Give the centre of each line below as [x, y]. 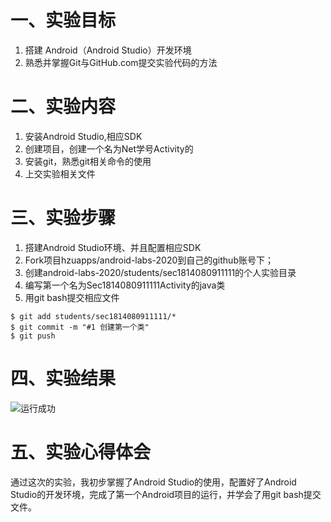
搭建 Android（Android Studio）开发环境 [108, 50]
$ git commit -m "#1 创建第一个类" [80, 327]
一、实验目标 [63, 20]
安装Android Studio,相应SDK [83, 136]
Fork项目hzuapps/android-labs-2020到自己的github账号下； [149, 260]
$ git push [33, 336]
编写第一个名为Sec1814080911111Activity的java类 [125, 285]
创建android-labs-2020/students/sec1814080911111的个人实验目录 [160, 272]
